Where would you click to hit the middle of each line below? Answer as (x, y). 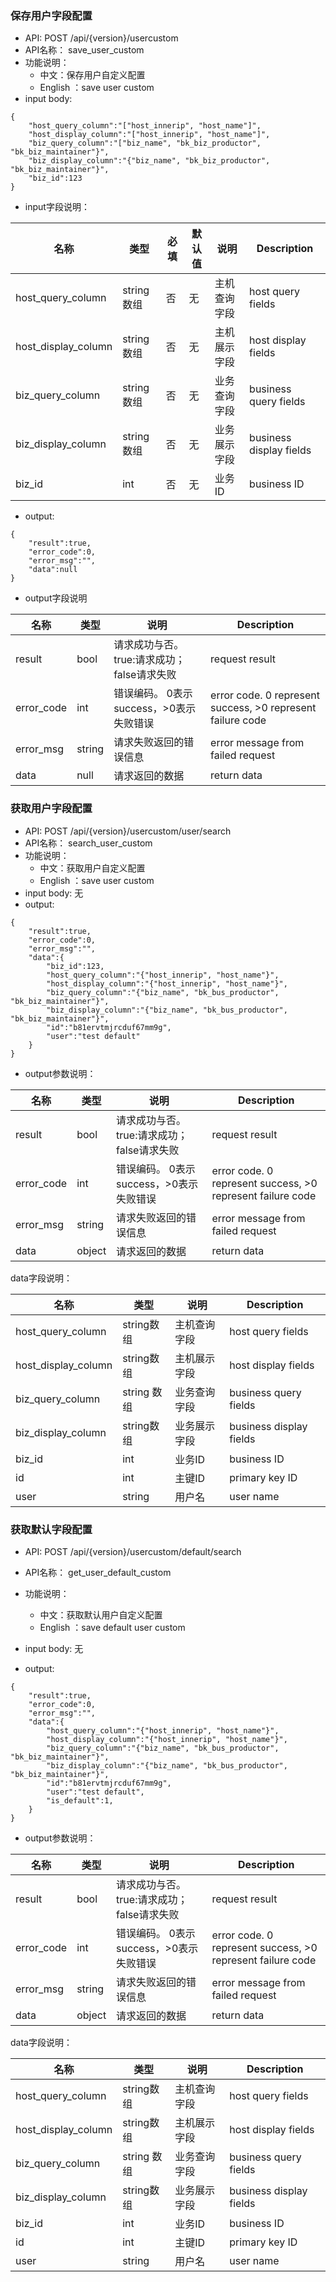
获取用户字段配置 (51, 809)
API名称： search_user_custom (88, 843)
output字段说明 (56, 598)
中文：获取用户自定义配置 (92, 868)
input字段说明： (57, 207)
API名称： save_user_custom (84, 50)
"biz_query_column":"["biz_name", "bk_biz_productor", (145, 143)
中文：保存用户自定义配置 (92, 75)
